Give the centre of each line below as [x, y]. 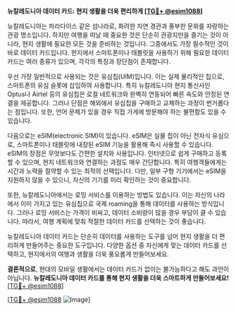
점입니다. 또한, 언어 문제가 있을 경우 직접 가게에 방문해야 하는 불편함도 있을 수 [120, 112]
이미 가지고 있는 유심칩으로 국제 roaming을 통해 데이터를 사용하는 [110, 204]
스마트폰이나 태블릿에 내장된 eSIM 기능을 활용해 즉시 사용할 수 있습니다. [115, 145]
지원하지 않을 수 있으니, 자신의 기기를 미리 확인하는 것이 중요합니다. [99, 180]
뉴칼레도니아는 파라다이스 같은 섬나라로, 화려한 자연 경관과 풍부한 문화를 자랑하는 [118, 26]
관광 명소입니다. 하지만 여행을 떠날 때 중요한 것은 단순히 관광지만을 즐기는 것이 [114, 35]
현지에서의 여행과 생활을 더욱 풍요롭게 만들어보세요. [98, 254]
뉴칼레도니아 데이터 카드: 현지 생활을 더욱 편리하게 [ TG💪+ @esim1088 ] [105, 11]
